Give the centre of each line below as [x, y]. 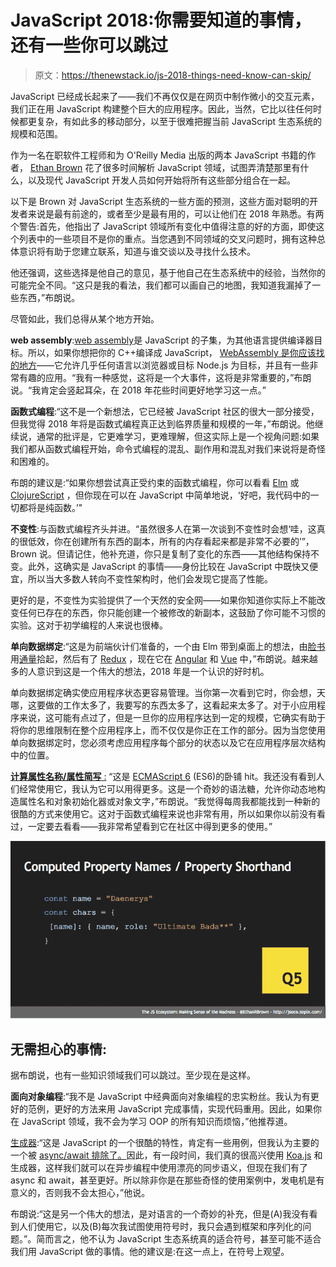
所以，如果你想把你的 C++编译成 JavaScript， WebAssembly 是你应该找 [176, 352]
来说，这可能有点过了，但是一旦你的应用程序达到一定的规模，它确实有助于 [172, 717]
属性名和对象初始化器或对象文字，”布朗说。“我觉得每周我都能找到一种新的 [169, 801]
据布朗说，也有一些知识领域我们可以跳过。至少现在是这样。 [133, 1075]
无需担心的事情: [59, 1049]
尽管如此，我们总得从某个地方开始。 [85, 318]
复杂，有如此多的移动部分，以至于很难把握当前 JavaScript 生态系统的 [179, 121]
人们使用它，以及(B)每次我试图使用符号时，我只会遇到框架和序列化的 [160, 1227]
